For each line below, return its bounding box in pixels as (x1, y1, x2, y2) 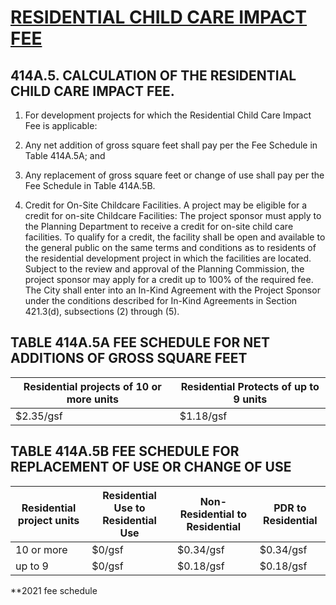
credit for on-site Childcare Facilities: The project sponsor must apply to (24, 210, 322, 221)
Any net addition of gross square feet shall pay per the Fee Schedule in (24, 139, 318, 151)
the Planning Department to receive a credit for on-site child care (24, 221, 294, 232)
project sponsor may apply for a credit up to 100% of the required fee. (24, 274, 314, 285)
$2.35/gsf (15, 409, 63, 423)
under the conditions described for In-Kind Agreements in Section (24, 295, 298, 306)
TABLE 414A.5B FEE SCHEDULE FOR (10, 443, 240, 460)
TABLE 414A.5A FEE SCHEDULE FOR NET (10, 334, 270, 351)
